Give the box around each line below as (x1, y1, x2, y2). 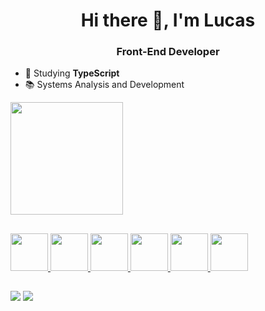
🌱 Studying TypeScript (24, 67, 120, 79)
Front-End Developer (116, 45, 220, 59)
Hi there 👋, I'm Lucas (80, 9, 256, 32)
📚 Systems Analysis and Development (24, 79, 185, 91)
